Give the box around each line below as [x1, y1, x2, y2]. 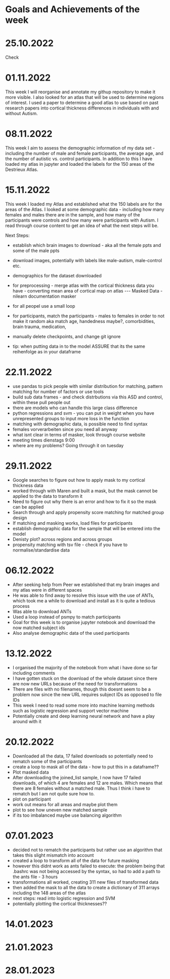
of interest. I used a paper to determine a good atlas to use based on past [5, 100, 158, 106]
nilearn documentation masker [12, 293, 77, 299]
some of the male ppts [12, 247, 60, 253]
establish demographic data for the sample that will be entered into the [12, 525, 160, 531]
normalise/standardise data [12, 547, 70, 553]
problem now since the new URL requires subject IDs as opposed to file [12, 691, 162, 698]
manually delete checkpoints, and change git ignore [12, 333, 121, 339]
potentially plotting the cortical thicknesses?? [12, 900, 107, 907]
